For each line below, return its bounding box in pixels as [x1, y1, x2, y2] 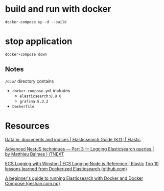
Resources [5, 120, 50, 131]
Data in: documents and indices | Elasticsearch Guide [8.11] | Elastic [5, 136, 141, 142]
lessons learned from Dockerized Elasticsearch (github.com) [5, 166, 127, 171]
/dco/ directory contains [5, 78, 54, 84]
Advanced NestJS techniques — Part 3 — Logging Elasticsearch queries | [5, 146, 154, 152]
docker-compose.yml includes [12, 87, 70, 93]
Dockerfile [12, 104, 35, 109]
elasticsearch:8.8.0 [19, 94, 62, 99]
